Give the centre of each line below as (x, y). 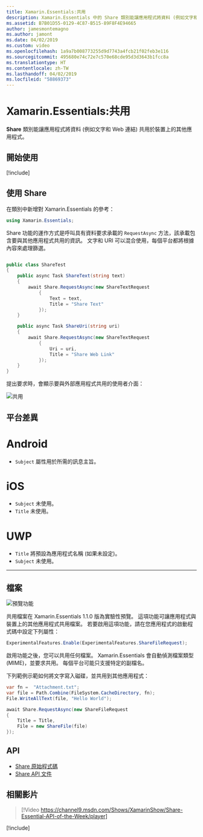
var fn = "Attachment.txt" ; (43, 687)
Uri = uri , (63, 349)
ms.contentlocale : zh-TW (37, 68)
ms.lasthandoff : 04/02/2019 (42, 74)
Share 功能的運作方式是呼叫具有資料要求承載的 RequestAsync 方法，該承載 (98, 233)
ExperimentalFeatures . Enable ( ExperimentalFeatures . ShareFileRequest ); (97, 643)
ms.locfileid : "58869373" (39, 79)
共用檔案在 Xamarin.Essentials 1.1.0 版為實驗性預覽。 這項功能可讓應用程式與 (101, 617)
